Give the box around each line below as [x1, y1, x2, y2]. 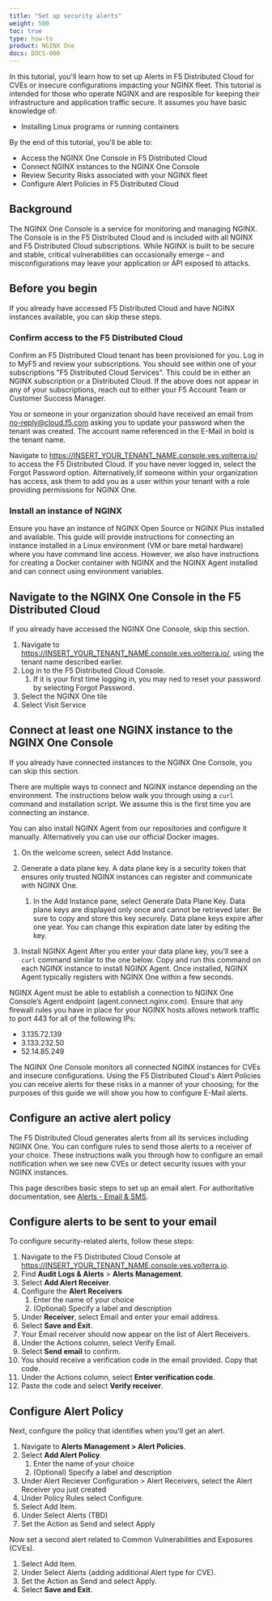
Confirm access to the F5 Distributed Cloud [9, 332, 183, 343]
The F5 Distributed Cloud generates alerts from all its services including [9, 1132, 249, 1142]
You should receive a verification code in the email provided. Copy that [20, 1355, 257, 1365]
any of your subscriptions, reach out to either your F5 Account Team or [9, 384, 246, 394]
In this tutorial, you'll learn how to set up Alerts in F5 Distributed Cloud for [9, 72, 254, 81]
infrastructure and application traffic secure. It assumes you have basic [9, 98, 247, 107]
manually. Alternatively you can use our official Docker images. [9, 831, 219, 842]
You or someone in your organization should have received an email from [9, 409, 253, 418]
